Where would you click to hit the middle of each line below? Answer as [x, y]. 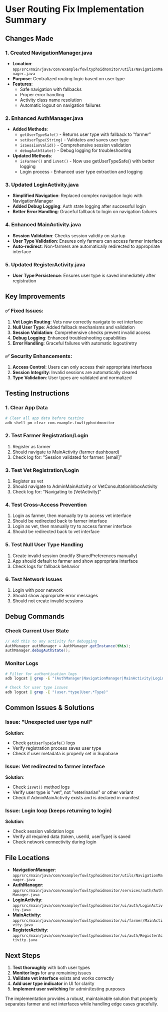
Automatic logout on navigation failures [60, 105]
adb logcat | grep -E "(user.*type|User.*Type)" [57, 692]
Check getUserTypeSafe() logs [44, 743]
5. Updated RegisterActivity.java [45, 264]
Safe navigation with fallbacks [51, 89]
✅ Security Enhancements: [39, 356]
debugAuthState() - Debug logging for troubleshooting [75, 150]
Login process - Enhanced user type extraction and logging [81, 172]
